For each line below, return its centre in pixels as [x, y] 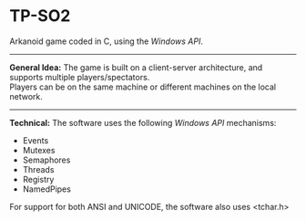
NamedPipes [46, 189]
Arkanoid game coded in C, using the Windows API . [106, 41]
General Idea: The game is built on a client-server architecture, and [136, 67]
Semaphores [46, 160]
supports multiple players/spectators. [80, 77]
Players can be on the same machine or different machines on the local [143, 87]
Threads [38, 169]
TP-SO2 [40, 16]
